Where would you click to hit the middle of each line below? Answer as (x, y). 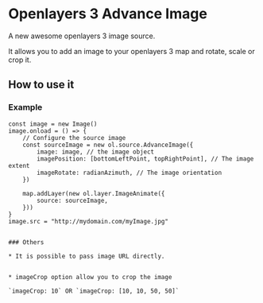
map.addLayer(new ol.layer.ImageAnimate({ (94, 193)
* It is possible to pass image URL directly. (87, 256)
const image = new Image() (53, 124)
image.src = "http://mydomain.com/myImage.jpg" (89, 221)
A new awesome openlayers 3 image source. (82, 36)
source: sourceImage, (73, 200)
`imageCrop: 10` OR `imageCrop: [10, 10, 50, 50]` (94, 291)
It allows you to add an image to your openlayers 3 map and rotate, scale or (132, 51)
